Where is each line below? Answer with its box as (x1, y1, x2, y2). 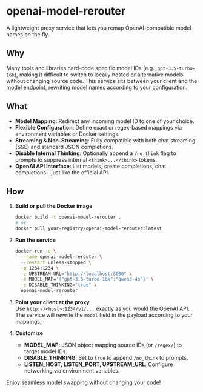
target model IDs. (24, 348, 68, 355)
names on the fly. (6, 30, 50, 38)
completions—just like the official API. (15, 168, 110, 176)
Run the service (15, 236, 56, 244)
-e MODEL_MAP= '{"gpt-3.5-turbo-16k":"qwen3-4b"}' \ (21, 276, 154, 282)
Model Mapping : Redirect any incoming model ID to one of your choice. (15, 117, 195, 125)
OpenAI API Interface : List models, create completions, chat (15, 162, 167, 170)
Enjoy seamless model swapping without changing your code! (6, 379, 161, 386)
